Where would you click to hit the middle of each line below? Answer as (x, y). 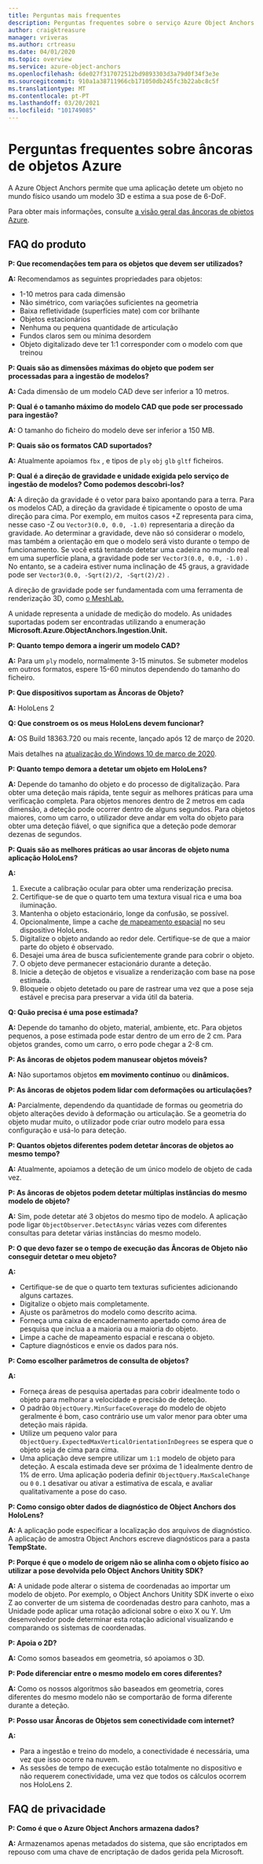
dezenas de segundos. (45, 834)
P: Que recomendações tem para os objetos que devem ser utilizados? (126, 263)
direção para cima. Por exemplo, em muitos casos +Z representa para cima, (131, 516)
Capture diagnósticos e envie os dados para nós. (99, 1345)
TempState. (27, 1547)
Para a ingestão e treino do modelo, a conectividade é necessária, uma (134, 1751)
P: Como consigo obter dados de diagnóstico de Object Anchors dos (122, 1506)
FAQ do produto (47, 245)
